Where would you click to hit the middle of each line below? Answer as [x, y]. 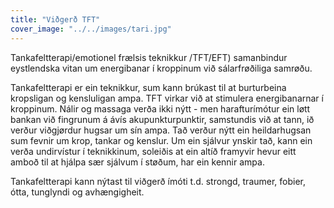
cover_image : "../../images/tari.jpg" [91, 29]
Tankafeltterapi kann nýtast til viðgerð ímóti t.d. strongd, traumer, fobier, [158, 181]
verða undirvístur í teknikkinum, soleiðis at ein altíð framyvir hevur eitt [153, 151]
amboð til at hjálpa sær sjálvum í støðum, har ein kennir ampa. [137, 162]
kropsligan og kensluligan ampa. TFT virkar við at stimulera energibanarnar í [167, 98]
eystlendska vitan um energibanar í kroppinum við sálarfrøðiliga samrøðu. [161, 68]
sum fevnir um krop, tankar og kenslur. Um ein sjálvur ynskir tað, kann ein [161, 140]
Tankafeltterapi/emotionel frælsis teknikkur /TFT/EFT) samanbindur [149, 57]
